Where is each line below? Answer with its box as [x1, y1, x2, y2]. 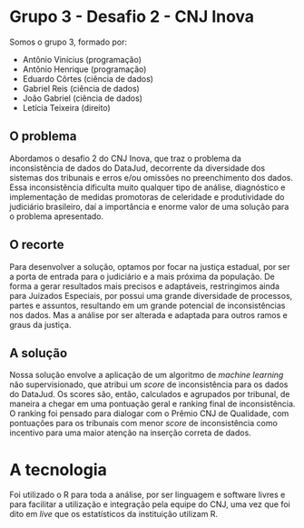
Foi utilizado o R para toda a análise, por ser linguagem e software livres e [9, 489, 286, 501]
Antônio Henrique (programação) [22, 64, 147, 75]
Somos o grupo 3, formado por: [9, 36, 127, 47]
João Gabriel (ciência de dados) [22, 93, 143, 104]
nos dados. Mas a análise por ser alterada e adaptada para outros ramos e [9, 309, 288, 320]
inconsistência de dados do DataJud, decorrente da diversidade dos [9, 162, 266, 174]
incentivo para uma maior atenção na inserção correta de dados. [9, 427, 251, 438]
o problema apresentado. [9, 211, 104, 222]
